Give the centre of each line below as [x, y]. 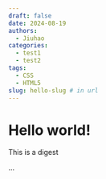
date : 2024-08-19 [37, 23]
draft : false [30, 16]
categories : [28, 46]
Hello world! [49, 130]
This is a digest [33, 153]
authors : [23, 31]
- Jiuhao [30, 38]
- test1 [29, 53]
